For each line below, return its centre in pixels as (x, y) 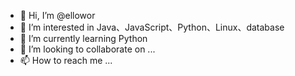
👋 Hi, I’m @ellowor (57, 15)
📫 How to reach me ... (66, 60)
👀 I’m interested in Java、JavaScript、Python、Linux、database (152, 27)
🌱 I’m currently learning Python (83, 38)
